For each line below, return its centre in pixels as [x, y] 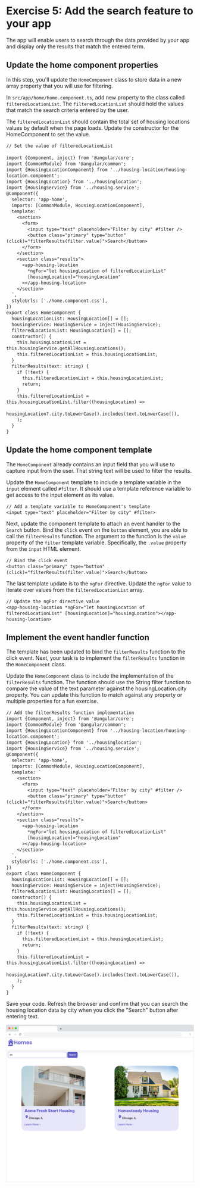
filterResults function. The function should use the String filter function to [99, 682]
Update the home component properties [82, 65]
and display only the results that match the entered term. [76, 46]
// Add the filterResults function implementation [70, 713]
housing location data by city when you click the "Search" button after [92, 1010]
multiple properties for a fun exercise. [52, 701]
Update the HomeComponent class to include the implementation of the [90, 676]
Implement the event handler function [78, 637]
